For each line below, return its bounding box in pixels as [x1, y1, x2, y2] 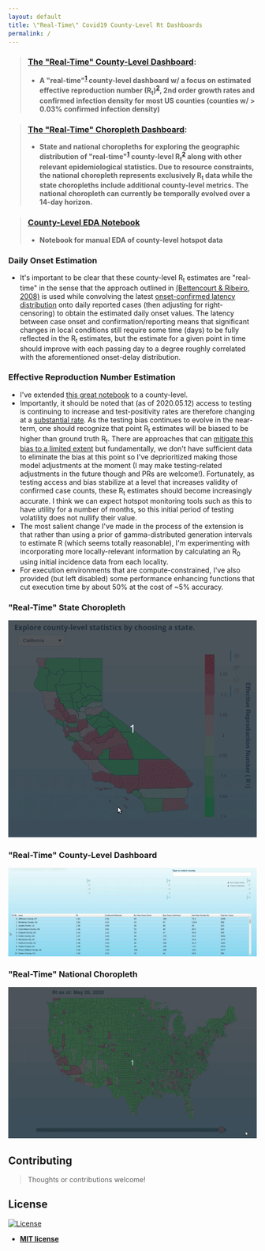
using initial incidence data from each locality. [19, 557, 169, 566]
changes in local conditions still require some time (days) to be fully [19, 325, 239, 334]
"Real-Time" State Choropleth [8, 602, 126, 613]
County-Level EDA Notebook [27, 217, 140, 229]
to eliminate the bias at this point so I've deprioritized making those [19, 452, 238, 462]
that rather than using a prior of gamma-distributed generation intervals [19, 530, 252, 539]
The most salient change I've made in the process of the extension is [19, 522, 244, 531]
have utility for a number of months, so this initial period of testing [19, 505, 234, 514]
